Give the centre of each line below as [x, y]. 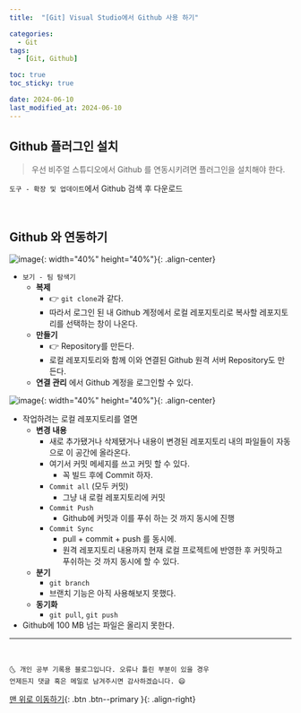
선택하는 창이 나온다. [102, 324]
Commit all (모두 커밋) [89, 486]
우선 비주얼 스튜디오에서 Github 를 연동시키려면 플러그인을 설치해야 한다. [158, 170]
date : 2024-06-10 [42, 100]
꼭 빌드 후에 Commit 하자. [108, 475]
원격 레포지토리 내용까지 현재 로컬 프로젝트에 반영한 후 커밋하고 [172, 550]
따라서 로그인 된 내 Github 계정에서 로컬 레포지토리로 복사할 [153, 313]
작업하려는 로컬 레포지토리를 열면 [80, 419]
